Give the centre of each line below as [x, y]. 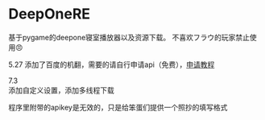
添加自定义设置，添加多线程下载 [61, 90]
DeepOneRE [50, 14]
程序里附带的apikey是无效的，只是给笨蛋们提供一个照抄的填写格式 [118, 107]
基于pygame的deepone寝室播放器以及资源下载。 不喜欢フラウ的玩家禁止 [129, 37]
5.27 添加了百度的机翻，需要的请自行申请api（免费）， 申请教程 [112, 64]
